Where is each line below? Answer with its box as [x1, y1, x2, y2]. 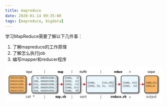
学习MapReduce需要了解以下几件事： [5, 33, 83, 39]
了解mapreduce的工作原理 [12, 44, 67, 50]
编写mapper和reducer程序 [12, 56, 66, 62]
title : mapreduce [5, 8, 41, 13]
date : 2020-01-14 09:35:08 [5, 13, 61, 18]
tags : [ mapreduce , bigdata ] [5, 18, 64, 23]
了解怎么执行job [12, 50, 46, 56]
